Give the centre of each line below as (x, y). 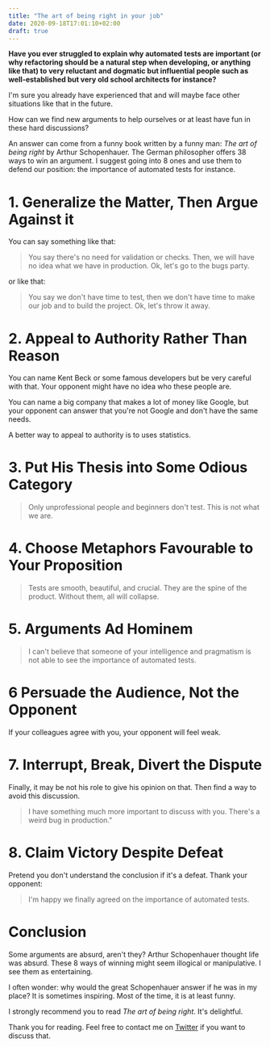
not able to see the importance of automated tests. (112, 660)
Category (41, 485)
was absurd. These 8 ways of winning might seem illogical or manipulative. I (135, 963)
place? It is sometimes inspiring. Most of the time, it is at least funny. (122, 995)
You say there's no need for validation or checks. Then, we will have (141, 257)
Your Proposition (66, 566)
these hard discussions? (49, 128)
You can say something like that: (62, 242)
